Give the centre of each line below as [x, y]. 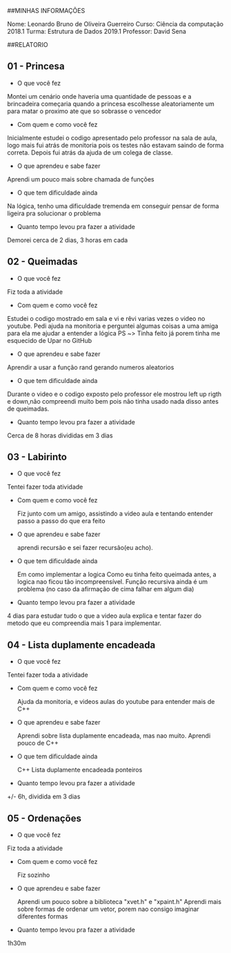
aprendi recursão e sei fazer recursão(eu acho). [85, 548]
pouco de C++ [38, 743]
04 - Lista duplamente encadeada [81, 645]
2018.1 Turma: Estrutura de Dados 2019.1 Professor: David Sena [97, 31]
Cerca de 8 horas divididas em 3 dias [60, 435]
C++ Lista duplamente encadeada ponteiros [80, 770]
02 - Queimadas [42, 262]
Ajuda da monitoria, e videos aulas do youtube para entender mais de [116, 702]
